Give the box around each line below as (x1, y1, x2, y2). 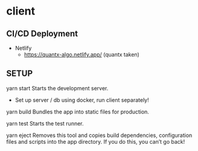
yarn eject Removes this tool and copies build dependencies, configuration (6, 132, 193, 139)
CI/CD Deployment (6, 29, 78, 39)
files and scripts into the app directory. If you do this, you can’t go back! (6, 138, 185, 145)
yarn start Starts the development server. (6, 84, 109, 92)
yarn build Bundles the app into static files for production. (6, 108, 150, 115)
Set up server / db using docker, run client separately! (14, 96, 149, 104)
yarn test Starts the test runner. (6, 119, 84, 127)
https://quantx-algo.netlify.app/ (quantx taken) (24, 51, 140, 58)
